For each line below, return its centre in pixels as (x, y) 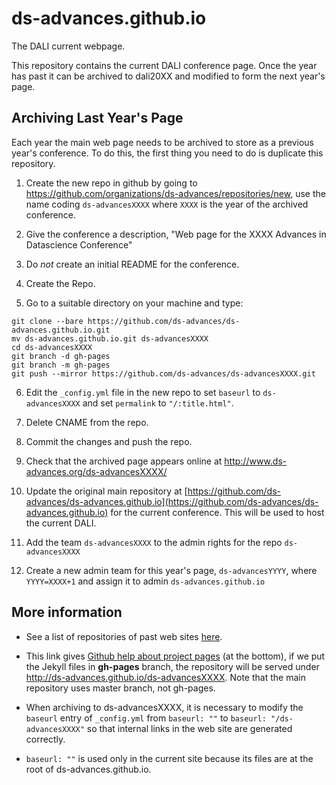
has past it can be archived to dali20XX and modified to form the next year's (168, 76)
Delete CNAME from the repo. (87, 422)
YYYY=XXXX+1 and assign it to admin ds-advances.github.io (145, 581)
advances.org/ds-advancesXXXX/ (96, 471)
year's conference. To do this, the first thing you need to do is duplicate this (167, 153)
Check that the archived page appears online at (124, 461)
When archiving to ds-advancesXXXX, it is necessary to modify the (164, 707)
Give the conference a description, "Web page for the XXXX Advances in (176, 234)
